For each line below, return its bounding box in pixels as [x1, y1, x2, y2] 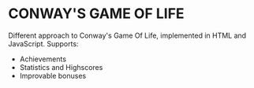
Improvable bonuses [19, 71, 87, 80]
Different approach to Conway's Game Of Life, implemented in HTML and [8, 31, 247, 40]
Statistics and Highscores [19, 62, 103, 71]
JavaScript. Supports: [8, 38, 79, 48]
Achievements [19, 54, 67, 64]
